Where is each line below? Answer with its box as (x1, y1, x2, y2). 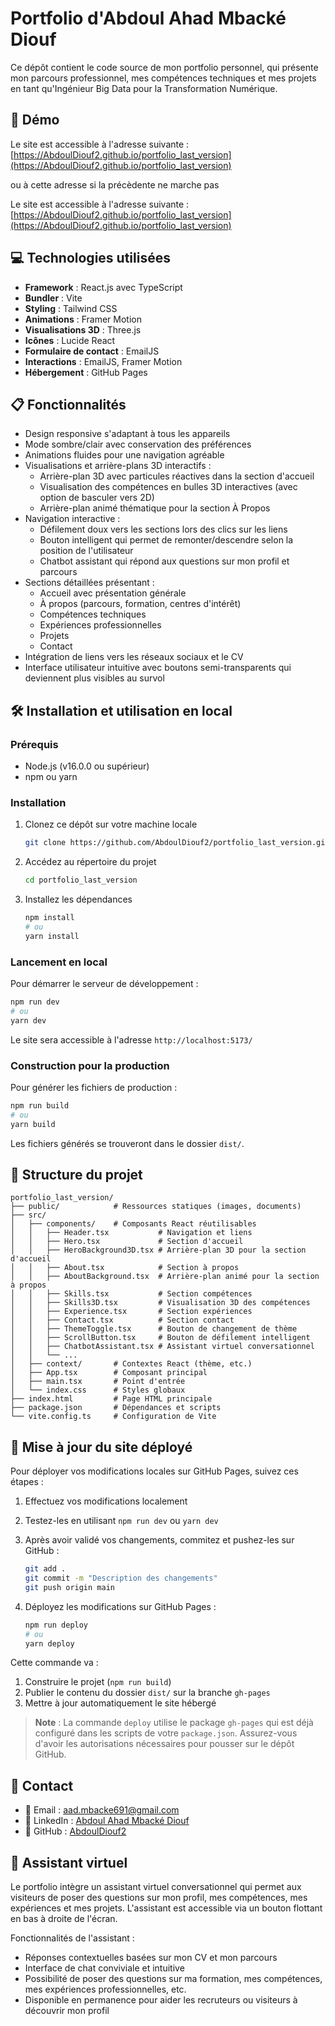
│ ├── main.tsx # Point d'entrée (10, 1377, 186, 1387)
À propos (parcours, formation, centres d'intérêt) (39, 598, 242, 610)
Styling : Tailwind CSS (24, 302, 118, 314)
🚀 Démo (10, 112, 60, 129)
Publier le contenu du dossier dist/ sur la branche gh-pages (24, 1687, 271, 1699)
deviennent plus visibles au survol (24, 672, 165, 684)
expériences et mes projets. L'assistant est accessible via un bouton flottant (10, 1902, 323, 1914)
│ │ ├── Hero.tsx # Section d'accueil (10, 1237, 244, 1247)
